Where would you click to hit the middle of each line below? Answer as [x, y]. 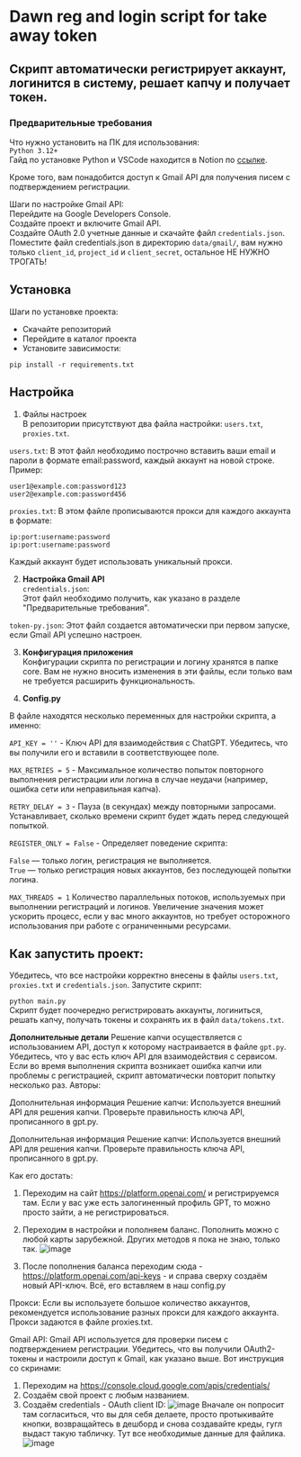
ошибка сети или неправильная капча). [85, 789]
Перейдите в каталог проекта [80, 339]
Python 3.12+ [34, 150]
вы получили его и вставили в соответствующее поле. [115, 752]
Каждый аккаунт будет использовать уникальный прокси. [121, 561]
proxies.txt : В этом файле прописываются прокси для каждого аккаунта [150, 511]
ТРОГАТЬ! [28, 261]
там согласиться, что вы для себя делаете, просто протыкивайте [148, 1415]
